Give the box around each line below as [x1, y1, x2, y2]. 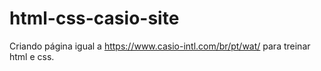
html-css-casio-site [9, 7, 180, 30]
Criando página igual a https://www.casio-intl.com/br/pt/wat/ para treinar [9, 40, 311, 52]
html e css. [9, 50, 55, 62]
